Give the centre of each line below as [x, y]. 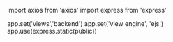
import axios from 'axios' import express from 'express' [87, 10]
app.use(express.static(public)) [52, 31]
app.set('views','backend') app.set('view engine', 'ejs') [85, 23]
